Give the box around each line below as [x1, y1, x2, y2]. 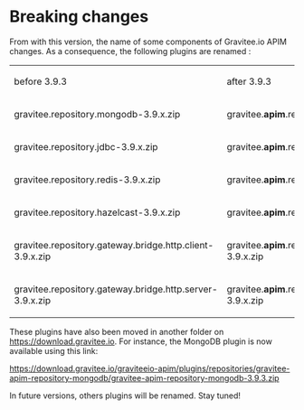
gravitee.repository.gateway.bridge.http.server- [14, 283, 219, 295]
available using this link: [9, 345, 99, 356]
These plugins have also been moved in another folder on [9, 326, 224, 337]
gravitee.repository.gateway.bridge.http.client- [14, 238, 214, 251]
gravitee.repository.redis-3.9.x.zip [14, 173, 161, 186]
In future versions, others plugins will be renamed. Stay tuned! [9, 390, 242, 401]
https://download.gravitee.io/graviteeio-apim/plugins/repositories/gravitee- [9, 363, 290, 374]
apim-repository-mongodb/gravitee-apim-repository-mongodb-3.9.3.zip [9, 372, 280, 383]
